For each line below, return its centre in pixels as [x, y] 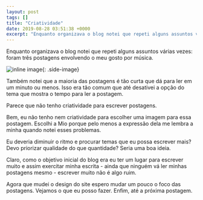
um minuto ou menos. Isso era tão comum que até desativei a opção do [95, 87]
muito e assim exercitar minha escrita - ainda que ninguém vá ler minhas [97, 166]
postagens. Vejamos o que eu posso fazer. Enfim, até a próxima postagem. [99, 191]
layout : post [23, 12]
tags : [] [17, 17]
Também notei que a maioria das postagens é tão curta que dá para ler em [99, 81]
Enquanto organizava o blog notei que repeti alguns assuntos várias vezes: [99, 51]
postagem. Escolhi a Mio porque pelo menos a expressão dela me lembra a [100, 123]
